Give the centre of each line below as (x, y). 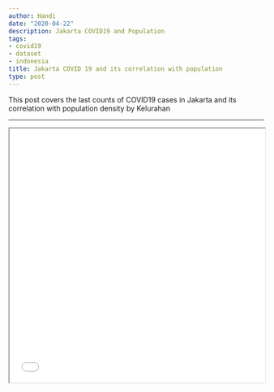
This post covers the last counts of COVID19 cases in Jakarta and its (122, 99)
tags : (17, 39)
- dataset (25, 54)
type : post (27, 76)
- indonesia (28, 62)
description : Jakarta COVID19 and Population (86, 31)
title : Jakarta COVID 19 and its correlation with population (116, 69)
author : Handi (32, 16)
